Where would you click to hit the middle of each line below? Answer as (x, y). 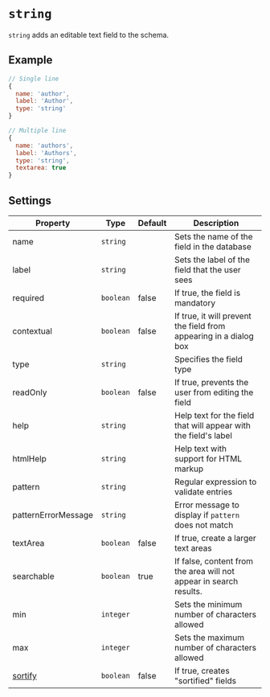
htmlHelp (29, 458)
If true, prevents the (211, 382)
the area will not (204, 571)
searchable (33, 576)
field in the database (213, 246)
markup (189, 469)
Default (152, 223)
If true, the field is (207, 293)
